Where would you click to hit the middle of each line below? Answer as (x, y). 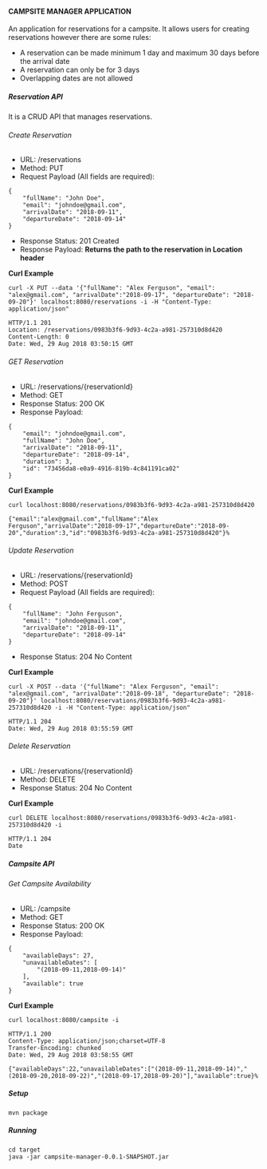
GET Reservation (36, 361)
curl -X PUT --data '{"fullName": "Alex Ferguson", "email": (112, 288)
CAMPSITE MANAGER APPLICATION (70, 11)
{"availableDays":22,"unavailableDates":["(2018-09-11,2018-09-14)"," (128, 1069)
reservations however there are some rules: (80, 38)
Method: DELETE (47, 779)
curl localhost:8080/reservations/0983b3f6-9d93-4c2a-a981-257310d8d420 (132, 505)
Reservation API (36, 97)
